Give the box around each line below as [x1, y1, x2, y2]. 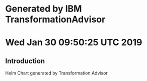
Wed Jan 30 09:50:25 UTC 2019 [5, 37, 142, 48]
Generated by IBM [5, 3, 82, 15]
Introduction [5, 56, 45, 65]
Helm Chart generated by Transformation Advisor [5, 70, 108, 76]
